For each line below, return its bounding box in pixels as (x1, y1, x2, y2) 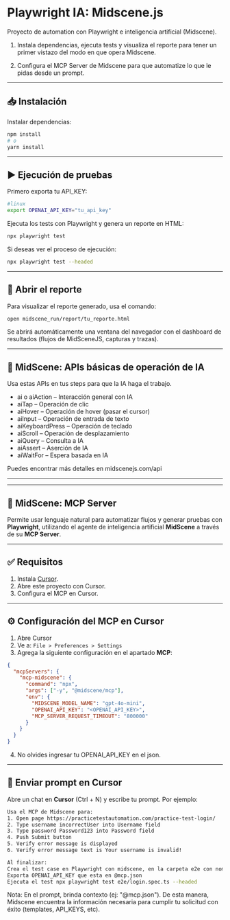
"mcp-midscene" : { (19, 674, 72, 681)
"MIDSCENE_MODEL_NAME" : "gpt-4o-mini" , (31, 700, 146, 706)
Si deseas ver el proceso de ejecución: (7, 245, 117, 253)
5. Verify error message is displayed (7, 840, 118, 847)
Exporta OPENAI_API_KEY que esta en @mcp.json (7, 872, 142, 879)
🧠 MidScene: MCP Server (7, 497, 117, 509)
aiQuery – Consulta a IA (16, 437, 84, 445)
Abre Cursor (16, 634, 52, 642)
